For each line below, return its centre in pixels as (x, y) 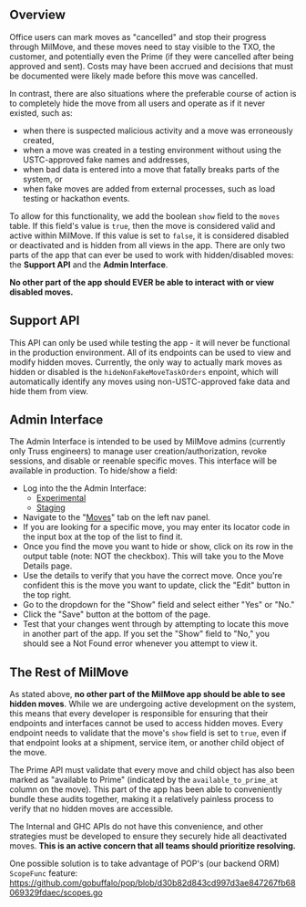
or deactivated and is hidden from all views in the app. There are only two (148, 245)
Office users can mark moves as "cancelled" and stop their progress (138, 36)
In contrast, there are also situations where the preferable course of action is (153, 93)
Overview (38, 15)
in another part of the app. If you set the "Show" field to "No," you (146, 634)
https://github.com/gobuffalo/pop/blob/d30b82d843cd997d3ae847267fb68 (153, 883)
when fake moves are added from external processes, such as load (149, 188)
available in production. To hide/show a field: (93, 471)
